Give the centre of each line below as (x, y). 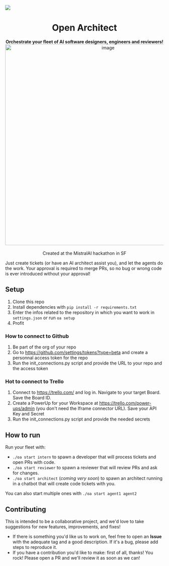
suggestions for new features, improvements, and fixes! (63, 527)
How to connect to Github (37, 336)
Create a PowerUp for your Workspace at (55, 403)
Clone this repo (28, 302)
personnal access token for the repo (50, 358)
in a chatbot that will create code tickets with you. (64, 484)
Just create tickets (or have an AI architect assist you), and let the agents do (84, 263)
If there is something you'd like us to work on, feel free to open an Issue (87, 536)
